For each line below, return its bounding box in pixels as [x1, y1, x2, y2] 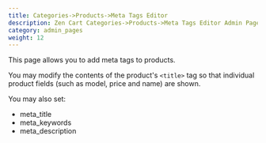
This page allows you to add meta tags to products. [8, 55, 176, 65]
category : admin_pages [8, 26, 83, 34]
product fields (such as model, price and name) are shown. [8, 79, 201, 88]
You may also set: [8, 94, 66, 103]
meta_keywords [19, 118, 72, 127]
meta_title [19, 110, 52, 119]
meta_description [19, 126, 77, 136]
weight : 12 [8, 33, 44, 42]
